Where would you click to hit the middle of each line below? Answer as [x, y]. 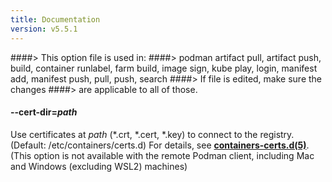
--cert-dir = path [44, 112]
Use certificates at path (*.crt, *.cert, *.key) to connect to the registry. [152, 134]
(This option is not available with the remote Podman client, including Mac [162, 155]
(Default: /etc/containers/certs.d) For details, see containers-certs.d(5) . [160, 145]
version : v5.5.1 [44, 29]
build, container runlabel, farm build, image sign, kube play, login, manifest [164, 68]
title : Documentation [55, 19]
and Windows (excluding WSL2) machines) [99, 166]
